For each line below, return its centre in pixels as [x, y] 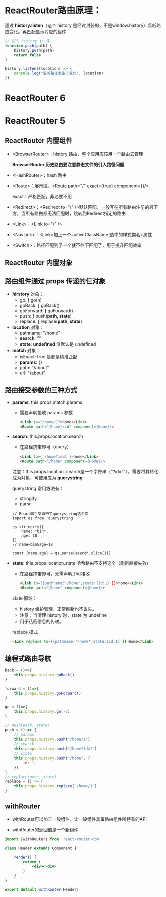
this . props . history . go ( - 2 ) [42, 712]
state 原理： [25, 598]
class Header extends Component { [41, 848]
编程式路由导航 [28, 658]
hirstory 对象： [28, 294]
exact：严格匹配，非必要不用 [42, 197]
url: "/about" [33, 373]
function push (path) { [29, 46]
